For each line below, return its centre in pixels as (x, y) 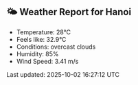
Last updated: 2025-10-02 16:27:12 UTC (63, 74)
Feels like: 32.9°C (41, 39)
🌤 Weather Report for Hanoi (69, 12)
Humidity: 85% (37, 53)
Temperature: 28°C (44, 32)
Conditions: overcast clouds (56, 47)
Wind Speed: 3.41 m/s (47, 61)
